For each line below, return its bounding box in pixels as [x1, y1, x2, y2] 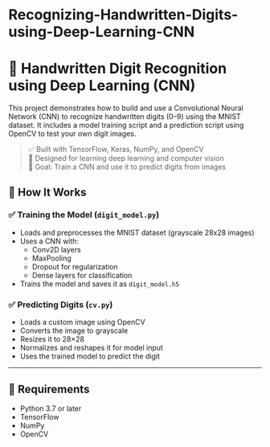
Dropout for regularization [31, 261, 118, 271]
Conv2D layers [31, 244, 82, 254]
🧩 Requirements [8, 382, 90, 396]
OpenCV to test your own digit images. [8, 129, 137, 138]
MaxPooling [31, 253, 72, 263]
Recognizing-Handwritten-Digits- [8, 6, 239, 24]
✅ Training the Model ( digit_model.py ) [8, 209, 160, 220]
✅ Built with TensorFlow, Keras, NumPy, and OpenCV [27, 145, 205, 154]
